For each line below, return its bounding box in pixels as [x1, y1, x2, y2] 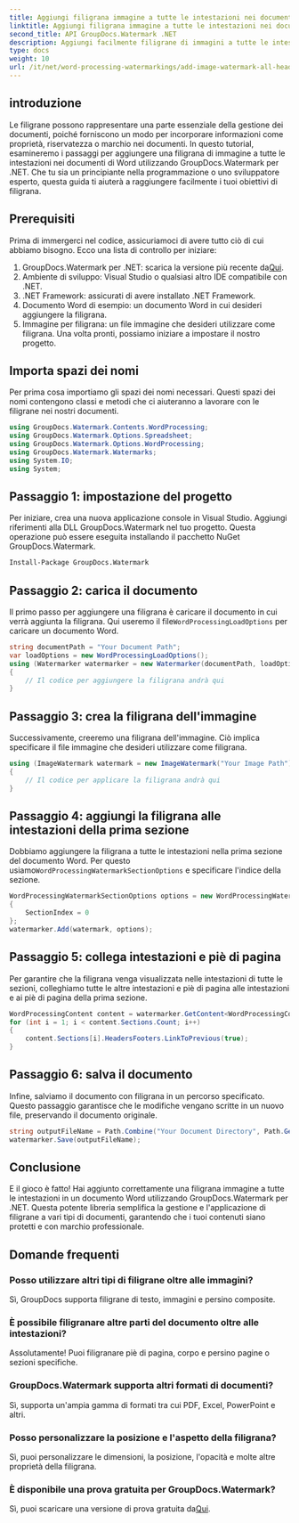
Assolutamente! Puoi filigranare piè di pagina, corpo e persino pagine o [9, 1348, 270, 1358]
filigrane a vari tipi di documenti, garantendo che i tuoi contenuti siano [9, 1212, 266, 1223]
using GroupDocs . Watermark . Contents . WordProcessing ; [9, 423, 209, 432]
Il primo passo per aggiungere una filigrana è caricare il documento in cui [9, 607, 278, 617]
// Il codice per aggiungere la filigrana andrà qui [25, 676, 225, 685]
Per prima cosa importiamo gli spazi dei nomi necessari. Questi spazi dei [9, 387, 276, 397]
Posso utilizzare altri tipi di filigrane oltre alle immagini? [9, 1274, 254, 1286]
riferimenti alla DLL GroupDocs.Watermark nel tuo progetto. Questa [9, 522, 256, 533]
